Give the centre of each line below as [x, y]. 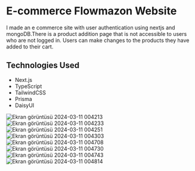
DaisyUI [24, 105]
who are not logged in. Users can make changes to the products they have [98, 40]
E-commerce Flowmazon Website [92, 11]
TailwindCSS [30, 92]
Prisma [24, 99]
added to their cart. [30, 47]
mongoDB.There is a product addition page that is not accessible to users [97, 33]
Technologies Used [43, 65]
